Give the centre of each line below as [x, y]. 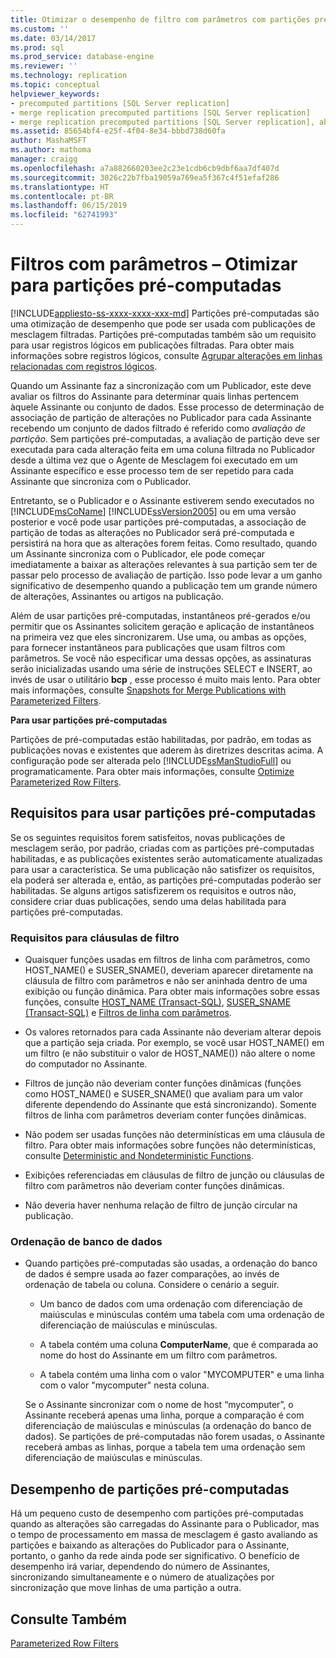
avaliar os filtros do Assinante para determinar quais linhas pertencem [155, 396]
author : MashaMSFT [48, 141]
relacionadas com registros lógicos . [84, 366]
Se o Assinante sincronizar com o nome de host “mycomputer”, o [159, 1405]
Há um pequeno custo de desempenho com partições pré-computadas [157, 1513]
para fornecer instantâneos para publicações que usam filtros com [148, 647]
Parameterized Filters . [56, 700]
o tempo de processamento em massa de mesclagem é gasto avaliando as [164, 1535]
